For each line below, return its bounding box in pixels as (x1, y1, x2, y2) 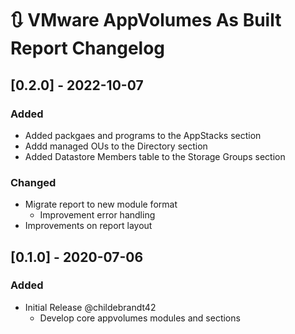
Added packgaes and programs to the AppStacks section (24, 129, 262, 141)
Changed (10, 175, 57, 189)
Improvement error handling (39, 209, 156, 221)
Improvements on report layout (24, 220, 153, 232)
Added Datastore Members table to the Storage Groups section (24, 150, 286, 162)
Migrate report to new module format (24, 198, 178, 211)
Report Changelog (10, 37, 166, 60)
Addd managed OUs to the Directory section (24, 140, 208, 152)
